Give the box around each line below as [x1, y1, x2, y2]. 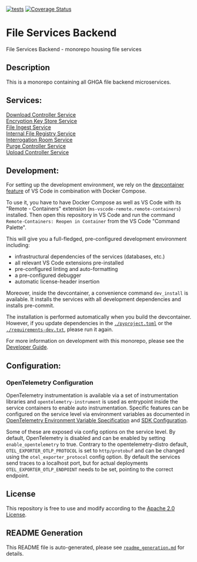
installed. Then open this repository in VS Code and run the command [6, 211, 175, 219]
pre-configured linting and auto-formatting [14, 266, 118, 273]
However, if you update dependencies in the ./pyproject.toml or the [6, 320, 172, 327]
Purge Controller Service [6, 142, 66, 150]
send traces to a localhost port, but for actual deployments [6, 459, 148, 467]
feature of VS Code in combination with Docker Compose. [6, 187, 147, 194]
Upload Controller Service [6, 148, 69, 156]
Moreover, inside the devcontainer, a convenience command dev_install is [6, 289, 189, 297]
